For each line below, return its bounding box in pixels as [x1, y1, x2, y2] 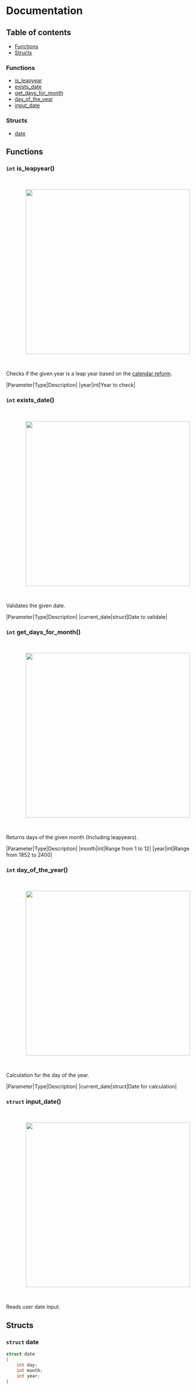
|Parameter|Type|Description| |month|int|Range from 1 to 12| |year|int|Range [6, 845, 190, 852]
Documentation [6, 4, 83, 18]
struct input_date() [6, 1098, 61, 1106]
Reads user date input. [6, 1303, 61, 1310]
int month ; [16, 1367, 43, 1374]
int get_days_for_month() [6, 628, 81, 636]
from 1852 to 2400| [6, 851, 52, 858]
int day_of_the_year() [6, 865, 68, 874]
